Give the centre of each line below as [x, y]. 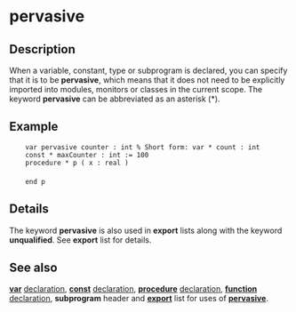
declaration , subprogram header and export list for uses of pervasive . [139, 299]
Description [42, 49]
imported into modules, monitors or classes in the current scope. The [136, 89]
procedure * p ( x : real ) [77, 163]
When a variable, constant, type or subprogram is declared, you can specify [148, 70]
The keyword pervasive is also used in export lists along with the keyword [146, 230]
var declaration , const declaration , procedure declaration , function [133, 289]
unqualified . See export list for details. [80, 240]
